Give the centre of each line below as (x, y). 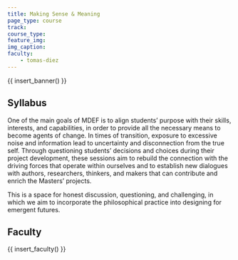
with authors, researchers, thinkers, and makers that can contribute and (113, 173)
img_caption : (27, 47)
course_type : (27, 34)
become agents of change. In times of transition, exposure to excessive (112, 135)
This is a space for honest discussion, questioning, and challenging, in (110, 194)
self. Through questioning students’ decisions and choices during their (111, 150)
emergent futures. (34, 209)
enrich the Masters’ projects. (50, 181)
